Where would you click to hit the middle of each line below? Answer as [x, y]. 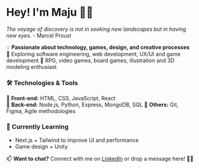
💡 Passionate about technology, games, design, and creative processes [98, 47]
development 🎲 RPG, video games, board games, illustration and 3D [90, 60]
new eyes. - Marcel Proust [39, 35]
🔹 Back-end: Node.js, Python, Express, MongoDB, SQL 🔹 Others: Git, [93, 105]
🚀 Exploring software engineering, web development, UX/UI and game [93, 54]
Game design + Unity [41, 146]
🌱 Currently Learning [37, 127]
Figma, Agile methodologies [41, 111]
